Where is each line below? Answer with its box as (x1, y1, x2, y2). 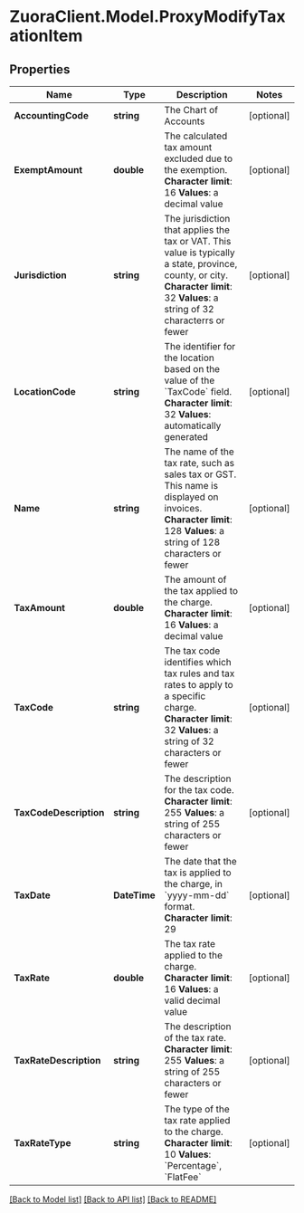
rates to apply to (164, 679, 233, 691)
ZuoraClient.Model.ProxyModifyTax (9, 6, 286, 27)
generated (164, 431, 208, 443)
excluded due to (164, 152, 233, 165)
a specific (164, 690, 206, 702)
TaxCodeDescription (14, 807, 105, 818)
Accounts (164, 115, 205, 128)
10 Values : (164, 1148, 212, 1160)
